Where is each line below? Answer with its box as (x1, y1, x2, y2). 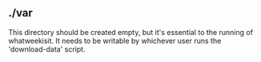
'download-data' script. (8, 44, 86, 54)
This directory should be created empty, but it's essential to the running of (8, 27, 254, 37)
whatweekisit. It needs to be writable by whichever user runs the (8, 36, 222, 45)
